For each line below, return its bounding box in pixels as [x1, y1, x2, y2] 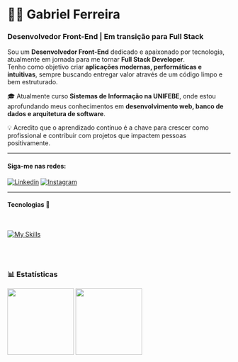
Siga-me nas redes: [7, 162, 67, 171]
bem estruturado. [7, 78, 58, 86]
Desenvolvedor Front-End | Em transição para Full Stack [7, 32, 204, 42]
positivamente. [7, 139, 51, 147]
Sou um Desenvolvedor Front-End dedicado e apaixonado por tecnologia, [7, 47, 225, 56]
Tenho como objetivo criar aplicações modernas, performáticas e [7, 63, 202, 72]
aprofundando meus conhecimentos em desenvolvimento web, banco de [7, 102, 224, 111]
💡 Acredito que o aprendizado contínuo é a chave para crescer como [7, 123, 209, 132]
